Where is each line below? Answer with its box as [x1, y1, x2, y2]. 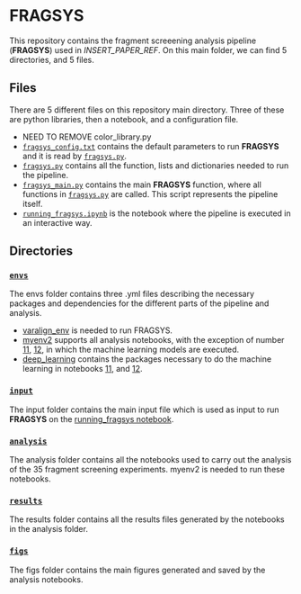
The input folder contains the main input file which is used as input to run [9, 404, 280, 415]
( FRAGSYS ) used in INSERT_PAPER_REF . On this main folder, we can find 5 [9, 44, 288, 55]
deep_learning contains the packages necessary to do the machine [22, 354, 272, 364]
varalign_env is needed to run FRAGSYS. [22, 325, 173, 336]
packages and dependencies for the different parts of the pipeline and [9, 298, 270, 309]
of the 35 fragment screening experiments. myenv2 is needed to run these [9, 464, 286, 475]
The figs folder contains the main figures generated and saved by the [9, 564, 266, 575]
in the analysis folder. [9, 524, 88, 535]
